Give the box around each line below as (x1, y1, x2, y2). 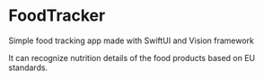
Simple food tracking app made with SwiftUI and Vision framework (8, 35, 255, 46)
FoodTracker (8, 5, 106, 26)
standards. (8, 62, 48, 73)
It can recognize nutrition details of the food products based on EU (8, 52, 256, 63)
